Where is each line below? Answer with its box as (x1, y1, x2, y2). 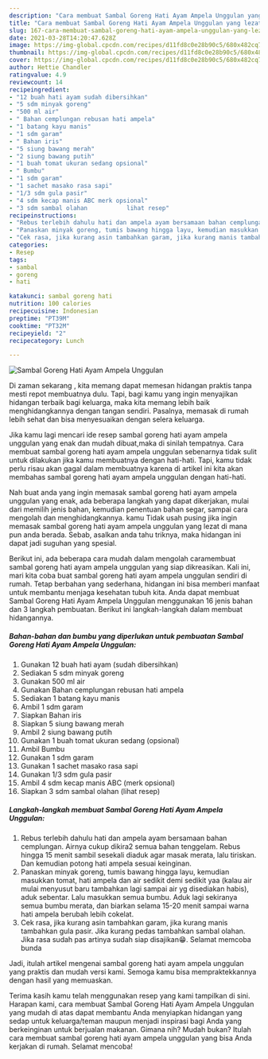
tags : (9, 255, 27, 263)
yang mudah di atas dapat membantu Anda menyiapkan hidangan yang (9, 1008, 243, 1018)
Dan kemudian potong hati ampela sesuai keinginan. (20, 858, 192, 868)
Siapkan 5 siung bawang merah (20, 719, 124, 729)
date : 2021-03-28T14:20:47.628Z (9, 33, 116, 42)
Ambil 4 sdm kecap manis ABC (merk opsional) (20, 778, 176, 788)
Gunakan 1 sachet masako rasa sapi (20, 761, 138, 771)
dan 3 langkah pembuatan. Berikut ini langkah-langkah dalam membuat (9, 605, 243, 614)
